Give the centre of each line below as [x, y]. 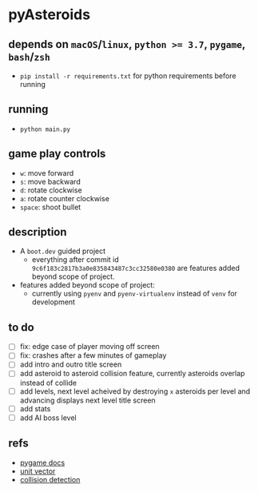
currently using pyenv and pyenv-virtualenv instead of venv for [135, 294]
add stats [35, 408]
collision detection [50, 479]
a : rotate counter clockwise [65, 198]
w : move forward [47, 173]
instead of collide [48, 383]
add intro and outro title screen [71, 364]
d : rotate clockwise [51, 190]
